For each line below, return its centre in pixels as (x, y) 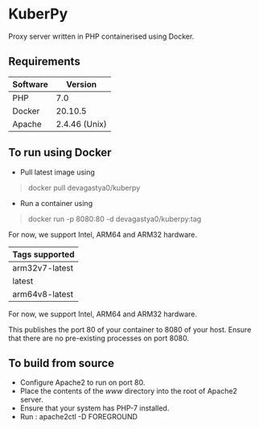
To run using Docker (60, 153)
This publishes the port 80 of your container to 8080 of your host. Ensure (130, 329)
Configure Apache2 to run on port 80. (82, 382)
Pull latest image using (57, 172)
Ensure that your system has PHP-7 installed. (95, 408)
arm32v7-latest (43, 268)
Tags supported (43, 254)
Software (30, 84)
